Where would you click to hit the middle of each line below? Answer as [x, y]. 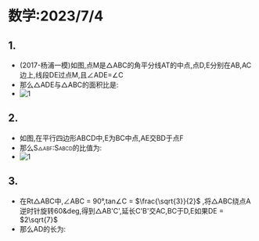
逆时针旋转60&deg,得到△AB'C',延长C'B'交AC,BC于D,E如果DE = [122, 210]
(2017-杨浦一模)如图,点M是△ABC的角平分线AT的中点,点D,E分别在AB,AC [135, 65]
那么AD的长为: [43, 228]
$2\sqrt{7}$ [39, 219]
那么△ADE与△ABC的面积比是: [69, 85]
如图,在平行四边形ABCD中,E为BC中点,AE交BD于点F [101, 138]
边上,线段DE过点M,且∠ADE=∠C [71, 75]
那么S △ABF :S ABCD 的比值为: [61, 147]
